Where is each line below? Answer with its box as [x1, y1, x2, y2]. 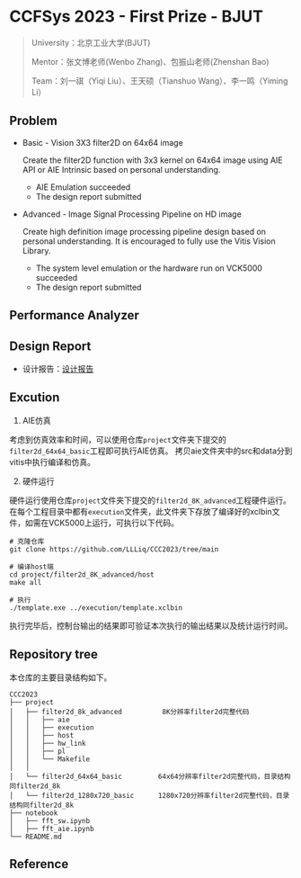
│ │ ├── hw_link [9, 739, 87, 748]
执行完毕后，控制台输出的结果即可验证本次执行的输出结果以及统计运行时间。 [9, 620, 293, 631]
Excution [9, 390, 60, 406]
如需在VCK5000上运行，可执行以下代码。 [24, 517, 180, 528]
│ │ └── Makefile [9, 754, 91, 764]
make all [9, 578, 42, 587]
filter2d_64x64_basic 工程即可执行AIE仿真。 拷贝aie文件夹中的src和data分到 [9, 445, 293, 456]
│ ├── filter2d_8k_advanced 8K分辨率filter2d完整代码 [9, 707, 250, 716]
